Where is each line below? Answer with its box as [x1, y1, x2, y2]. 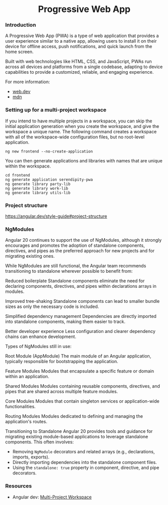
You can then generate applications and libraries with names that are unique [5, 157, 163, 163]
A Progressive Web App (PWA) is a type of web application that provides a [5, 33, 159, 39]
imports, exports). [12, 454, 50, 460]
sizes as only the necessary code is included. [5, 303, 99, 309]
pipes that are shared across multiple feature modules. [5, 389, 118, 395]
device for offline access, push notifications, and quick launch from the [5, 44, 152, 50]
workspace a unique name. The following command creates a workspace [5, 128, 157, 134]
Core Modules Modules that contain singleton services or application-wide [5, 398, 159, 404]
